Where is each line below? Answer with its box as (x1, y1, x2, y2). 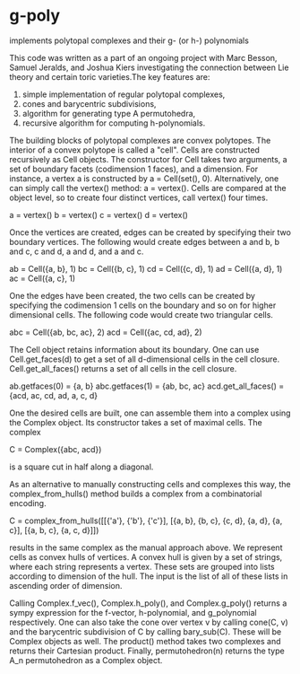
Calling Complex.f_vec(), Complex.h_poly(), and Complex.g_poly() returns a (9, 598, 287, 608)
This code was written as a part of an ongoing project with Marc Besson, (9, 52, 278, 63)
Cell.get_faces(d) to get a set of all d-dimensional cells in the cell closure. (9, 354, 280, 364)
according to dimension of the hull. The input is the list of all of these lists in (9, 571, 288, 582)
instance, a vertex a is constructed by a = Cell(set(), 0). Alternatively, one (9, 172, 279, 184)
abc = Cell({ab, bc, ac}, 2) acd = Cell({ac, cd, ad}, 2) (9, 327, 203, 337)
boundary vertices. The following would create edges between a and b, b (9, 236, 280, 247)
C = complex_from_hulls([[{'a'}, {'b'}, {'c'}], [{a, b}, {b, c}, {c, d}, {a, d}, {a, (9, 515, 283, 526)
